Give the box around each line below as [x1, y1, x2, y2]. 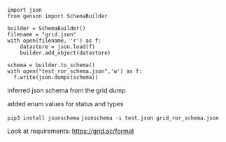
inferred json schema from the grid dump [7, 86, 126, 94]
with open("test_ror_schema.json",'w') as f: [7, 68, 142, 75]
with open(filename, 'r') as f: [7, 37, 101, 44]
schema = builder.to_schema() [7, 62, 96, 69]
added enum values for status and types [7, 100, 124, 108]
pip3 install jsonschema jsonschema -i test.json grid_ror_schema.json [7, 115, 219, 122]
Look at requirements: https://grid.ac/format [7, 127, 134, 135]
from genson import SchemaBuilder [7, 13, 108, 20]
